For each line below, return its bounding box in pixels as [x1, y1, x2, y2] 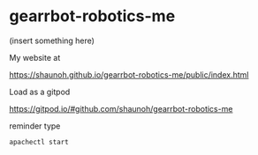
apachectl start [9, 137, 69, 146]
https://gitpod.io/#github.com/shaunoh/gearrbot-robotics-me [9, 103, 233, 114]
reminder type [9, 121, 61, 131]
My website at [9, 52, 61, 63]
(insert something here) [9, 35, 95, 46]
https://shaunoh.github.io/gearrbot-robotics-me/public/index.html [9, 69, 249, 80]
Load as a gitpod [9, 86, 71, 97]
